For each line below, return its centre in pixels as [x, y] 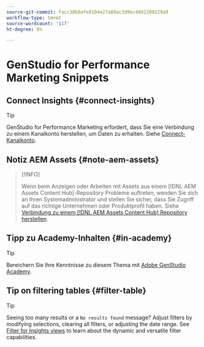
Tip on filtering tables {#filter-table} [77, 291]
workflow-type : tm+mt [34, 18]
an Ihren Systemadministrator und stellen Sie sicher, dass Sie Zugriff [108, 200]
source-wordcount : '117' [38, 23]
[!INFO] [31, 174]
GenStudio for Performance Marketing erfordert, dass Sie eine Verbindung [100, 127]
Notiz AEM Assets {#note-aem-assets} [83, 159]
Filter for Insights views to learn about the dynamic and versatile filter [94, 330]
